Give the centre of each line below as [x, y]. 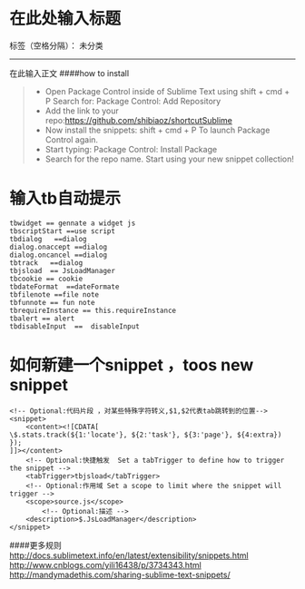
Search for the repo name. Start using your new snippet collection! [170, 159]
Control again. [71, 139]
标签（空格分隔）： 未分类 [56, 45]
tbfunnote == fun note [52, 302]
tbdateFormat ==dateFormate [64, 287]
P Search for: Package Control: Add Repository [133, 101]
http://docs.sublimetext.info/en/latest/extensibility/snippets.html [129, 555]
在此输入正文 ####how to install [69, 73]
